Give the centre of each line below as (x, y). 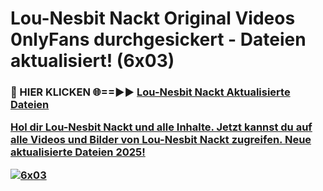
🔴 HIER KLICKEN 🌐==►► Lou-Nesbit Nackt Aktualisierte (150, 92)
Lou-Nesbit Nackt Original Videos (153, 18)
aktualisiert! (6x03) (92, 61)
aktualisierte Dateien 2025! (78, 152)
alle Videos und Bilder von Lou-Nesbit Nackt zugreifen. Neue (161, 140)
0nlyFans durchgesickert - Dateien (158, 39)
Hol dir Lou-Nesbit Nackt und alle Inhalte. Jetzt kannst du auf (161, 127)
